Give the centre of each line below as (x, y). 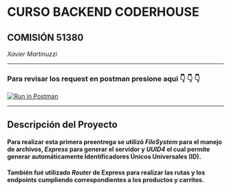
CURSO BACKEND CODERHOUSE (103, 12)
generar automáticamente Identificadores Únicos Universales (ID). (104, 157)
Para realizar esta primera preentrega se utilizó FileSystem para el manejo (114, 142)
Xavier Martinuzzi (32, 54)
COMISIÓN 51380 (45, 38)
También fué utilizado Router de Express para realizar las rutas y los (106, 172)
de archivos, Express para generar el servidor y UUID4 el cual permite (109, 150)
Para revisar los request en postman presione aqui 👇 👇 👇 (104, 79)
